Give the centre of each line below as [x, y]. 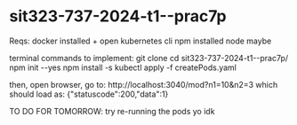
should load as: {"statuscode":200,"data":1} [89, 94]
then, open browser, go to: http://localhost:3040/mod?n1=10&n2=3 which [144, 84]
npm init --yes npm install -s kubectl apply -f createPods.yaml [123, 67]
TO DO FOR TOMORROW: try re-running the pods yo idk [112, 111]
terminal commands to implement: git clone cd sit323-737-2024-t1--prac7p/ [149, 58]
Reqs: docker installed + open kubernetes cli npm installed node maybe [140, 41]
